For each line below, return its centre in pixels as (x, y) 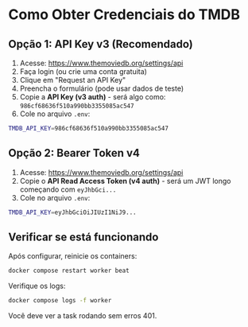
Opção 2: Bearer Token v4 (74, 153)
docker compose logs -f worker (60, 301)
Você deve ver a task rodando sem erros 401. (83, 316)
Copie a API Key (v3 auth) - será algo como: (93, 97)
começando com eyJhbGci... (68, 189)
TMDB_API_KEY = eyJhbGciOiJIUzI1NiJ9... (72, 212)
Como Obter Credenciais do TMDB (124, 15)
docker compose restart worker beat (69, 271)
